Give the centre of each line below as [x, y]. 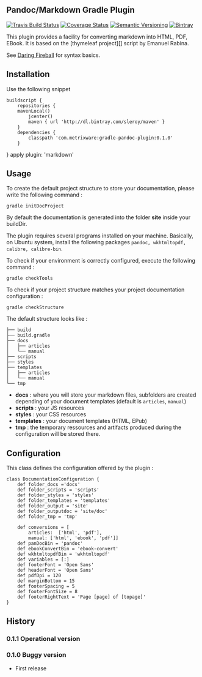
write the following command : [45, 195]
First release [31, 668]
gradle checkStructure [35, 308]
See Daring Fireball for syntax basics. [53, 55]
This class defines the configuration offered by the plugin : [80, 468]
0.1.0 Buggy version [36, 655]
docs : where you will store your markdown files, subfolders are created [106, 395]
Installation [28, 74]
